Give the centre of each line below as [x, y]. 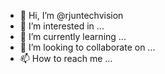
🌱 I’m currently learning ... [73, 36]
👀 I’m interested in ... [62, 26]
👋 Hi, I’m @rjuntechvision [71, 15]
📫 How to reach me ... [66, 58]
